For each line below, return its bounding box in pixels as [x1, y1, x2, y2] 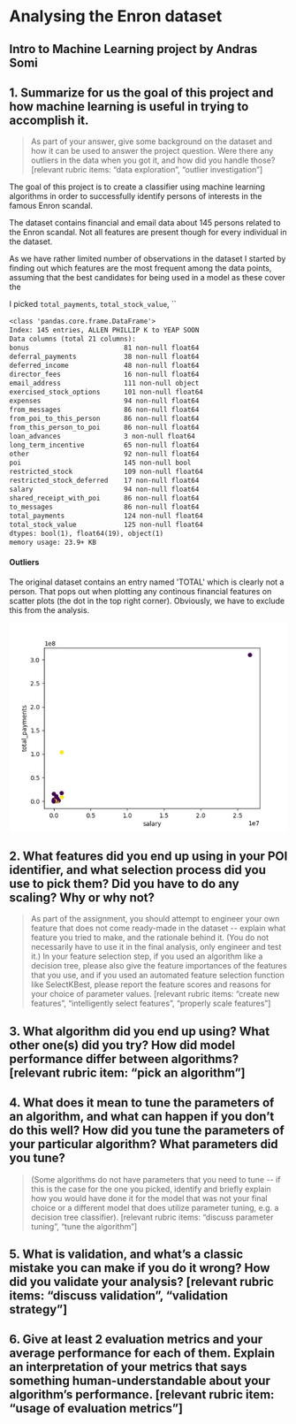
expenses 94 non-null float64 [9, 396, 200, 406]
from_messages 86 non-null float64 [9, 405, 200, 415]
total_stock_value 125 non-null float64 [9, 520, 203, 530]
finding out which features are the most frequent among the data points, [9, 263, 272, 273]
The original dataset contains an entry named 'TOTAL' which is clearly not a [9, 577, 285, 587]
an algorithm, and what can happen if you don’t [9, 1109, 275, 1124]
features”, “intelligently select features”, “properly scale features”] [30, 998, 271, 1009]
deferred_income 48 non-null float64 [9, 361, 200, 371]
